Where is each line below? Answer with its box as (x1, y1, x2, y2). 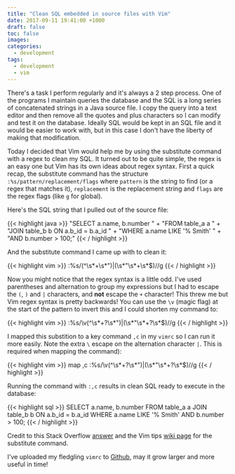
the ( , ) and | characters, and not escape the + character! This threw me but (7, 290, 228, 298)
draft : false (7, 23, 46, 30)
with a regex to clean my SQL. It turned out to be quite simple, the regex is (7, 154, 222, 162)
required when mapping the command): (7, 347, 122, 355)
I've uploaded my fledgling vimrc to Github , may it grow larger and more (7, 452, 215, 461)
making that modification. (7, 133, 81, 141)
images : (7, 37, 30, 44)
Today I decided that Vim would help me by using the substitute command (7, 147, 222, 155)
